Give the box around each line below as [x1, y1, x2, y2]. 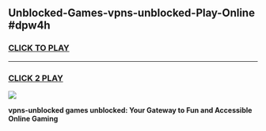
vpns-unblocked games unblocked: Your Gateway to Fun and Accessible [8, 105, 253, 114]
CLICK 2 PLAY [8, 72, 63, 83]
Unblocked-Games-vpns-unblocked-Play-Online [8, 6, 256, 20]
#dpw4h [8, 19, 51, 33]
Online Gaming [8, 114, 59, 123]
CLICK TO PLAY [8, 43, 70, 54]
